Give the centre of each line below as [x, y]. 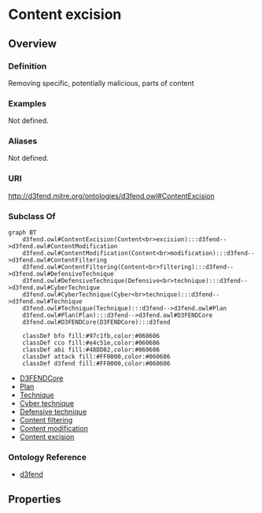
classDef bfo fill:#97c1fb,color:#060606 [91, 336]
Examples [28, 103]
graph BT [22, 233]
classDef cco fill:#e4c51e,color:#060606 [91, 343]
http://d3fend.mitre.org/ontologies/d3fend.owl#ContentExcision [111, 195]
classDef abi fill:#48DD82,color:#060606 [91, 350]
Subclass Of [32, 216]
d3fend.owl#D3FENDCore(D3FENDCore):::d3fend [96, 322]
